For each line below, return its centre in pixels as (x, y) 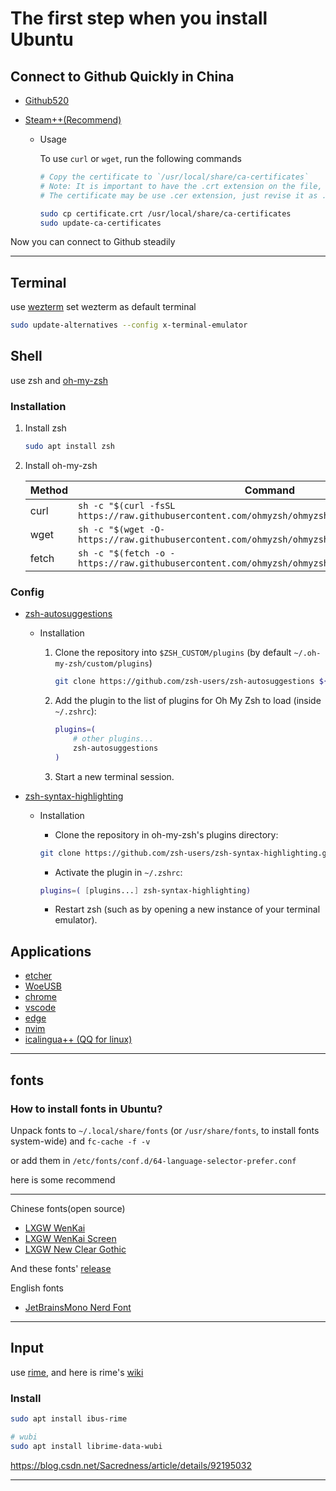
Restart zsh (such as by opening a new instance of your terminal (187, 909)
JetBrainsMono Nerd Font (78, 1307)
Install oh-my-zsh (61, 466)
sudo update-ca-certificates (100, 223)
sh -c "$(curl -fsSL (127, 506)
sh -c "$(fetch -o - (127, 553)
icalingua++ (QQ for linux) (78, 1039)
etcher (38, 976)
